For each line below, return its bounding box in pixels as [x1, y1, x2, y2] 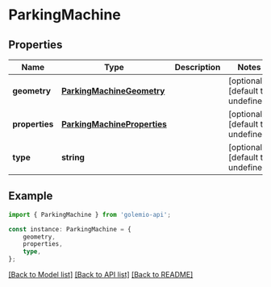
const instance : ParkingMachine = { [8, 225, 131, 233]
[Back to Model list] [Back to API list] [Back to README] [8, 270, 194, 280]
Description [174, 62, 221, 73]
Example [8, 189, 53, 203]
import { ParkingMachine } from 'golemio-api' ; [8, 210, 172, 218]
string [61, 152, 85, 163]
